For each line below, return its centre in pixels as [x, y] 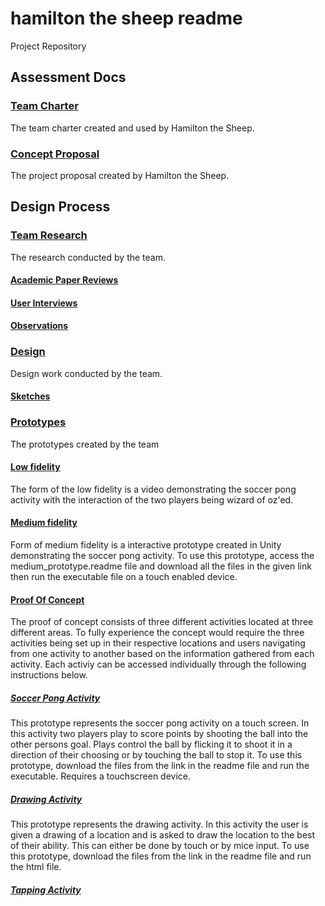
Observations [39, 326]
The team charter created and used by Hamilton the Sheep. [132, 128]
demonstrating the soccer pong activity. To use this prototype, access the [162, 555]
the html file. [36, 867]
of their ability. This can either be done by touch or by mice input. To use [160, 846]
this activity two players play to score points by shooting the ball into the [159, 734]
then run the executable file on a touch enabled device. [124, 576]
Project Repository [48, 46]
